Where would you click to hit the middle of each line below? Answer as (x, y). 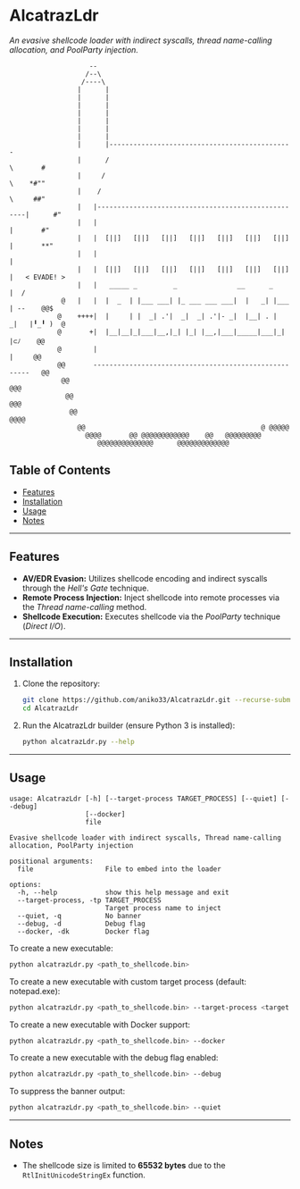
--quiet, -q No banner (79, 916)
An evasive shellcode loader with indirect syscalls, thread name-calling (141, 40)
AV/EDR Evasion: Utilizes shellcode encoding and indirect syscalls (145, 578)
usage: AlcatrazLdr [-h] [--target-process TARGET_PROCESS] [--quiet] (143, 799)
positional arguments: (51, 861)
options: (25, 884)
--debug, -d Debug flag (81, 924)
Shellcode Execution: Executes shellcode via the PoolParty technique (151, 616)
